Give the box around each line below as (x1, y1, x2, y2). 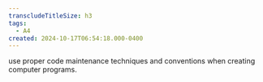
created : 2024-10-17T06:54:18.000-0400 (8, 34, 144, 43)
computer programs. (8, 65, 77, 75)
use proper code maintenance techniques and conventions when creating (8, 56, 256, 66)
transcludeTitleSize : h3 (8, 11, 93, 20)
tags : (8, 19, 27, 27)
